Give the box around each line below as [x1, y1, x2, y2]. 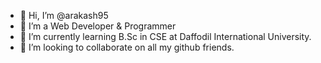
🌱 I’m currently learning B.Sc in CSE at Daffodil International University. [19, 31, 312, 42]
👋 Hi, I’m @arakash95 [19, 10, 109, 21]
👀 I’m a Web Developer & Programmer [19, 20, 177, 32]
